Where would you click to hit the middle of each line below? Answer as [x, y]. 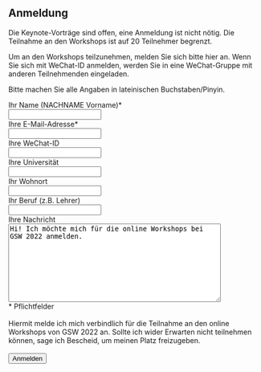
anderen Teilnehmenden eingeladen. [69, 74]
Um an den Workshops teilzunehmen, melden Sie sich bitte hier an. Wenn [130, 56]
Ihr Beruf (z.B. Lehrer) [45, 200]
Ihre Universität [34, 162]
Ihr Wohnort [28, 181]
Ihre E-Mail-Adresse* [43, 124]
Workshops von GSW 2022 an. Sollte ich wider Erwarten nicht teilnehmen [130, 332]
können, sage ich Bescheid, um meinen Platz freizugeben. [104, 340]
